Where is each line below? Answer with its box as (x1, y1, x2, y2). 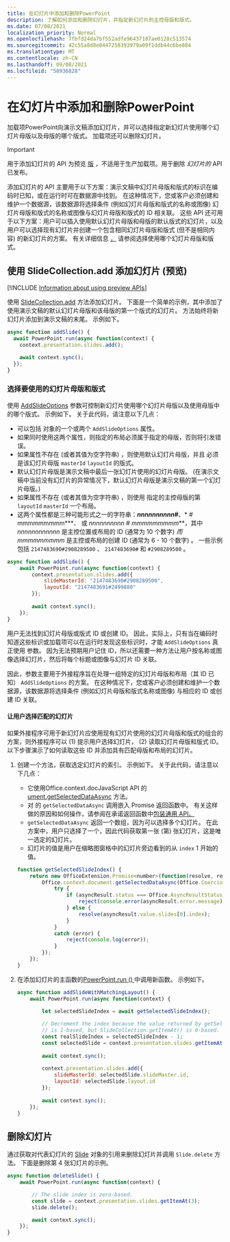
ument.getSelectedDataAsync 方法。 (27, 792, 131, 800)
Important (7, 146, 35, 154)
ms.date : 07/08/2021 (7, 23, 66, 30)
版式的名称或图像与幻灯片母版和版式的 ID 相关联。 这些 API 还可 (36, 209, 217, 217)
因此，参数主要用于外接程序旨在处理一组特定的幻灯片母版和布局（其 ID (7, 669, 207, 677)
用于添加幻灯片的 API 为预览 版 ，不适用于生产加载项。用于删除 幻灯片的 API (7, 159, 222, 168)
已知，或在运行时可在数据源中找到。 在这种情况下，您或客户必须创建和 (18, 192, 219, 200)
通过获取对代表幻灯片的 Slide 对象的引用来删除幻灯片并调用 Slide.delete (7, 1150, 214, 1158)
